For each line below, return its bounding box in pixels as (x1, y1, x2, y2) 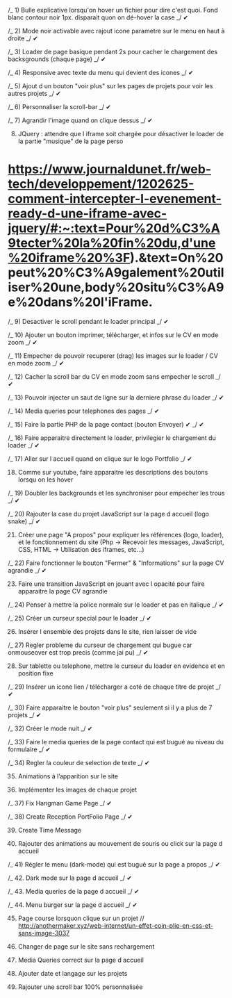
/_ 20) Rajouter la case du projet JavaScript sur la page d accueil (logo (8, 509, 209, 518)
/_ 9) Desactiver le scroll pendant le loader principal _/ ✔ (8, 317, 169, 325)
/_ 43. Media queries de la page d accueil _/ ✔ (8, 887, 140, 895)
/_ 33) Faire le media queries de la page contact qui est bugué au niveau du (8, 737, 224, 746)
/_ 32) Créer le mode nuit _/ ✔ (8, 724, 93, 733)
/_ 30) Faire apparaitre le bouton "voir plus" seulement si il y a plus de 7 (8, 703, 213, 712)
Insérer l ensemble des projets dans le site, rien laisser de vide (17, 627, 197, 635)
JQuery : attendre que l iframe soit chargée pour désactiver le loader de (17, 130, 224, 138)
